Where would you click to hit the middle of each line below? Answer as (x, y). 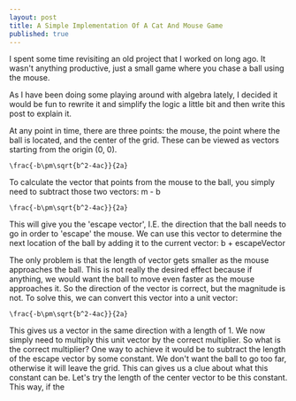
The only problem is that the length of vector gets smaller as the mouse (139, 260)
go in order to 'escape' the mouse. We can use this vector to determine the (146, 234)
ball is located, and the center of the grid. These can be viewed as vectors (144, 140)
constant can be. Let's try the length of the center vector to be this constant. (148, 378)
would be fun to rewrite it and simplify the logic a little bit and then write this (147, 104)
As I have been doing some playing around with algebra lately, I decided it (144, 95)
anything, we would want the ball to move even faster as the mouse (132, 279)
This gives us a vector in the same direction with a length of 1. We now (137, 331)
